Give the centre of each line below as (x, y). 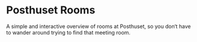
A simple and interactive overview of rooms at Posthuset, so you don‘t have (98, 26)
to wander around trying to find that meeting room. (68, 32)
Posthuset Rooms (51, 10)
